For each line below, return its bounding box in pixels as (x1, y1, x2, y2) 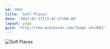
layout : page (5, 21, 32, 26)
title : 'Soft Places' (5, 12, 49, 17)
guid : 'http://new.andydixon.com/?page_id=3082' (5, 25, 106, 30)
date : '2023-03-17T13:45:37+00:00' (5, 16, 78, 21)
